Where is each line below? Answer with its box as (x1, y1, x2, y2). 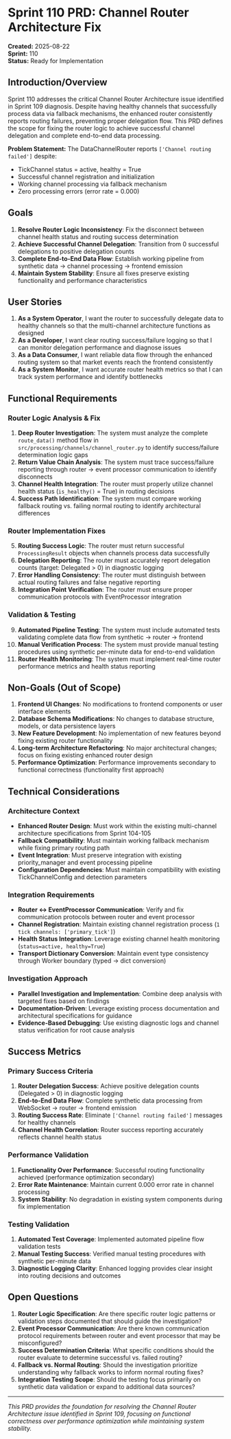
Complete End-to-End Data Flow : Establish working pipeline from (17, 254, 204, 262)
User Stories (8, 296, 62, 308)
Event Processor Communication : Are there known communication (17, 1324, 210, 1333)
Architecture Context (8, 806, 80, 816)
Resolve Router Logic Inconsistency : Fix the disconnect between (17, 225, 204, 233)
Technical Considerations (8, 785, 120, 797)
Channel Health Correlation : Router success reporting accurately (17, 1126, 204, 1134)
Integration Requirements (8, 890, 95, 900)
